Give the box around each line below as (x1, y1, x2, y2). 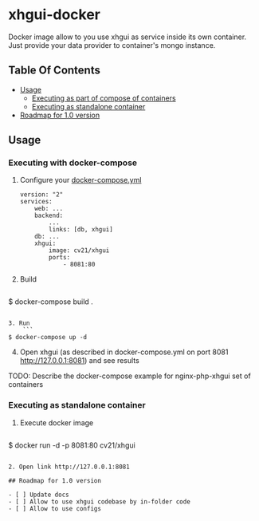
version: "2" (19, 191, 64, 199)
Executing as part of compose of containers (31, 93, 177, 103)
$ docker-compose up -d (8, 334, 88, 341)
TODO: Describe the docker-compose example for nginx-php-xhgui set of (8, 371, 251, 381)
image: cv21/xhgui (49, 247, 110, 255)
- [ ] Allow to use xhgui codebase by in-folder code (8, 497, 191, 506)
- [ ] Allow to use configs (8, 504, 102, 512)
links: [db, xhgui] (49, 226, 113, 234)
